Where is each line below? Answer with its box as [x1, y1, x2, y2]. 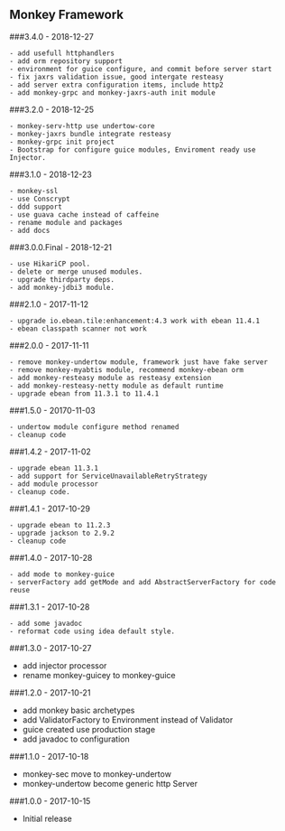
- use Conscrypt [9, 194, 70, 203]
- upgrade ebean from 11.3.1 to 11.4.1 [9, 388, 160, 398]
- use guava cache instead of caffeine [9, 210, 160, 219]
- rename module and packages [9, 218, 124, 227]
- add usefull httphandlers [9, 49, 115, 58]
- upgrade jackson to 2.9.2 [9, 528, 115, 537]
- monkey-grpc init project [9, 137, 115, 146]
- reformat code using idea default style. [9, 627, 176, 636]
